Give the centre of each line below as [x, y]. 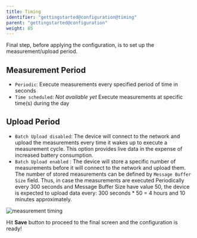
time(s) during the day [42, 103]
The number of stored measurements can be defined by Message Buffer [103, 174]
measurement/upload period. [42, 52]
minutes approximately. [43, 199]
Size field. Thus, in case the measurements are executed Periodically [99, 180]
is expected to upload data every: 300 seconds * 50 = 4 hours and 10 [100, 193]
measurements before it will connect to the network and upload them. [100, 167]
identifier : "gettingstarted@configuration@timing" [71, 17]
